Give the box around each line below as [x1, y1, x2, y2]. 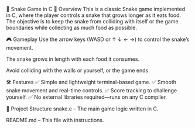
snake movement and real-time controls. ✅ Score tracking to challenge [6, 87, 177, 94]
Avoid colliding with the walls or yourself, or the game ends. [6, 67, 150, 74]
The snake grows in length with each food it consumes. [6, 56, 139, 63]
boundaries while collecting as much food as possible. [6, 24, 138, 31]
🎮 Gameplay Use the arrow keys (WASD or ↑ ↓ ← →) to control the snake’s [6, 36, 190, 43]
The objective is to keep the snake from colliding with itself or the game [6, 18, 179, 25]
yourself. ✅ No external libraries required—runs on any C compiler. [6, 94, 167, 101]
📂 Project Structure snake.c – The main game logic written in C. [6, 105, 159, 112]
